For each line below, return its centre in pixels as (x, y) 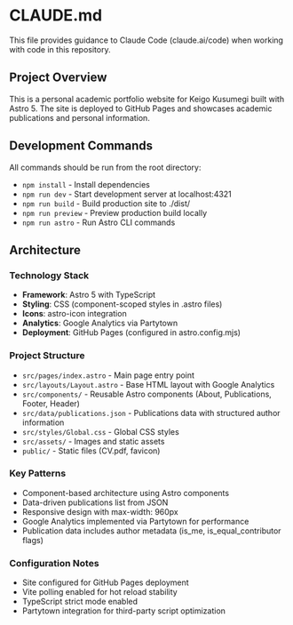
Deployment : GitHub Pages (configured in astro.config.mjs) (131, 333)
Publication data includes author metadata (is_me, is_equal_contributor (151, 531)
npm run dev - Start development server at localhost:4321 (127, 194)
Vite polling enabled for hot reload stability (99, 592)
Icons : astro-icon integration (74, 314)
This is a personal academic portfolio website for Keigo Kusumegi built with (147, 99)
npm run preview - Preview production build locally (115, 212)
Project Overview (58, 78)
